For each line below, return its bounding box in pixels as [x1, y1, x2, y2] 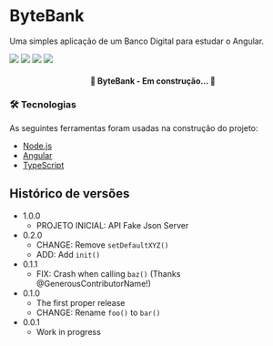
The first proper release [35, 297, 126, 308]
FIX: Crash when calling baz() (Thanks [35, 268, 181, 279]
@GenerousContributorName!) [35, 278, 152, 289]
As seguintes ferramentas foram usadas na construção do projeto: [9, 122, 258, 133]
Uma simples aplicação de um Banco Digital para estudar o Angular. [9, 36, 265, 46]
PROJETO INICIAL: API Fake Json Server [35, 219, 189, 230]
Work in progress [35, 326, 102, 337]
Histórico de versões [9, 186, 130, 201]
